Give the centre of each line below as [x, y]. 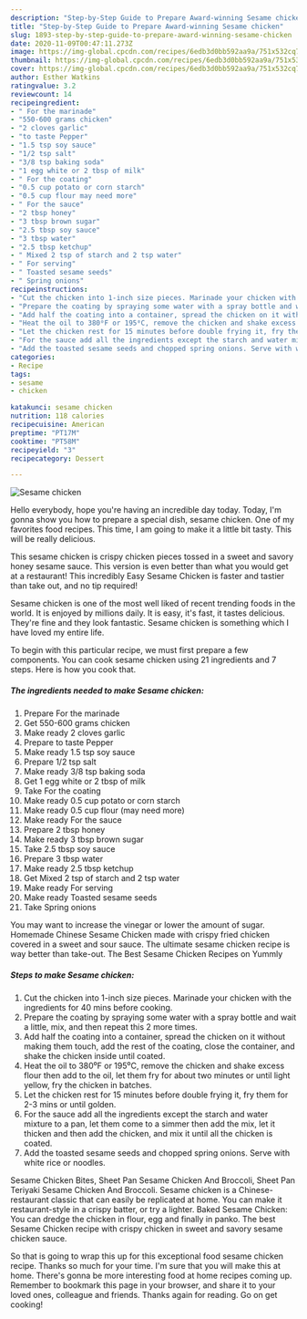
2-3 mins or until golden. [70, 1105]
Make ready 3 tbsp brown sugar [83, 839]
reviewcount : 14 [41, 94]
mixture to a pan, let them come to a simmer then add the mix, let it [149, 1124]
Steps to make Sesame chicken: [72, 975]
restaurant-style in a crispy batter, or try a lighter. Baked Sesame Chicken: [149, 1210]
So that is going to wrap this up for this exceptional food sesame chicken [147, 1256]
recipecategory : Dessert [57, 458]
